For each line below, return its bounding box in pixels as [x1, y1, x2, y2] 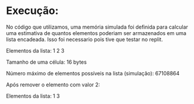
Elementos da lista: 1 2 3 [6, 47, 64, 54]
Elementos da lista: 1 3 [6, 92, 60, 99]
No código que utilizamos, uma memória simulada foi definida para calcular [6, 23, 189, 30]
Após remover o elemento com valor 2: [6, 81, 100, 88]
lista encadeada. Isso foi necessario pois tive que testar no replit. [6, 36, 163, 43]
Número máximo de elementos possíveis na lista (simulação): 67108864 [6, 70, 180, 77]
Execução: [6, 4, 59, 18]
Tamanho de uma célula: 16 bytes [6, 58, 87, 65]
